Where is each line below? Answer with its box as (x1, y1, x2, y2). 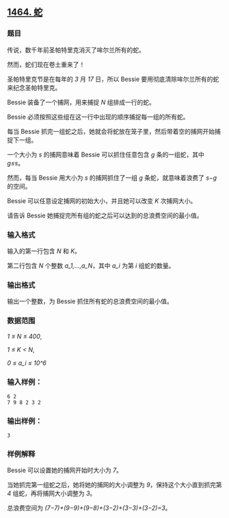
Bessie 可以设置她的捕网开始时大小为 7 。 (7, 466, 123, 475)
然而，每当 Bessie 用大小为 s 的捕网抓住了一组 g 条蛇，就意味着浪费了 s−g (7, 174, 217, 182)
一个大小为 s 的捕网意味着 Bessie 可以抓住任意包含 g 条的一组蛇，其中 (7, 150, 205, 158)
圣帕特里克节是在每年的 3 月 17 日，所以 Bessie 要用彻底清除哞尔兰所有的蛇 (7, 75, 219, 83)
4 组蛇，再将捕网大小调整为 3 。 (7, 489, 96, 497)
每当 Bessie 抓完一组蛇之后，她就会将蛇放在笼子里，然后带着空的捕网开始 (7, 127, 215, 135)
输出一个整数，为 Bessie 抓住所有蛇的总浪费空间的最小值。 (7, 297, 173, 305)
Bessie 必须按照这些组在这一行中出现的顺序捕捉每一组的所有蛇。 (7, 113, 189, 121)
